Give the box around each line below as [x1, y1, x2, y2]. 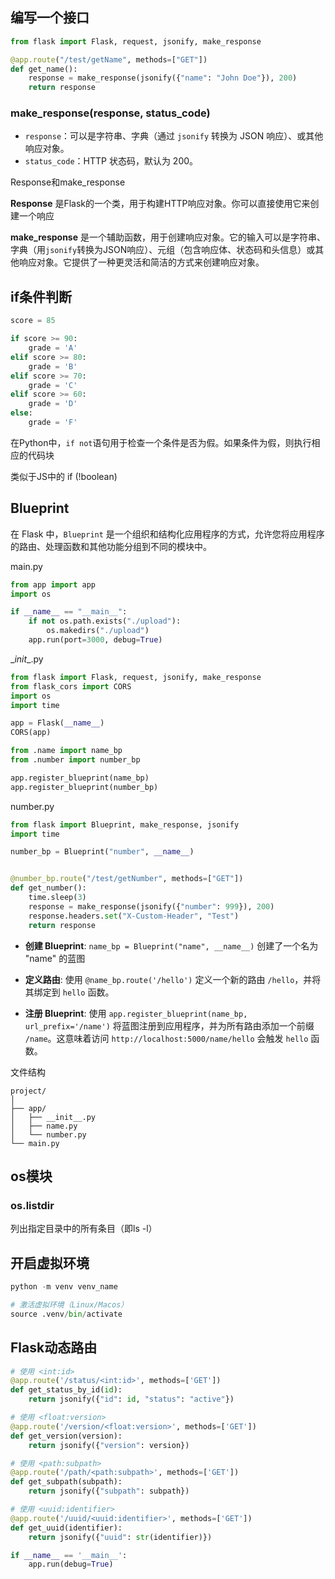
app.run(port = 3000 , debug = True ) [28, 635, 163, 645]
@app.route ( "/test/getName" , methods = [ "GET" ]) [10, 54, 208, 65]
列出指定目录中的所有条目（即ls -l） [10, 1223, 158, 1235]
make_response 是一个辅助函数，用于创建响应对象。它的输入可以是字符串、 [10, 231, 326, 243]
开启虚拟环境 [10, 1254, 90, 1272]
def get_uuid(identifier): [10, 1523, 123, 1533]
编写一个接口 [10, 9, 90, 27]
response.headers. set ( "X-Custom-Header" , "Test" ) [28, 911, 240, 921]
